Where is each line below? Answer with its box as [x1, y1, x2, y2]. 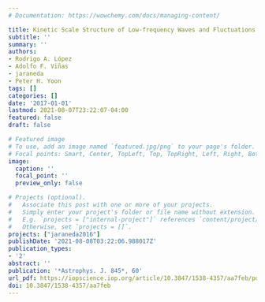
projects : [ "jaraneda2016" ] [8, 230, 101, 238]
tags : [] [8, 84, 37, 92]
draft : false [8, 121, 51, 129]
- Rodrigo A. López [8, 55, 73, 63]
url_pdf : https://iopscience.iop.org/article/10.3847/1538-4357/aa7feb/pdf [8, 274, 263, 282]
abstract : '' [8, 259, 51, 267]
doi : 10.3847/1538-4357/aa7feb [8, 281, 111, 289]
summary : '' [8, 40, 47, 48]
